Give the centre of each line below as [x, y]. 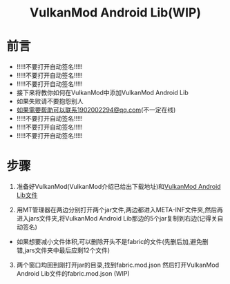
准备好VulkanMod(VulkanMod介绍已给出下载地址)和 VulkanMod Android [119, 187]
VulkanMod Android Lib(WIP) [115, 13]
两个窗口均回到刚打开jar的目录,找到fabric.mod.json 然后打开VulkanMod [117, 265]
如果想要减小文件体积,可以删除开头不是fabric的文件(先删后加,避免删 [112, 242]
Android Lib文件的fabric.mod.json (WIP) [73, 274]
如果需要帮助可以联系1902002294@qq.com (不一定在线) [96, 110]
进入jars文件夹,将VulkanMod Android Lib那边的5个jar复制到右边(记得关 [117, 219]
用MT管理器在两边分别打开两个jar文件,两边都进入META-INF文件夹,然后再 [120, 210]
